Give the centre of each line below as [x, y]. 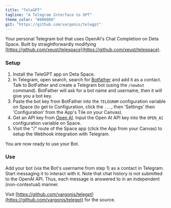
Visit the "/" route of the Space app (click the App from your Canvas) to [87, 128]
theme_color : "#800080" [31, 19]
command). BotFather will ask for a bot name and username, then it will [87, 90]
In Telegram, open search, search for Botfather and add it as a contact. [87, 79]
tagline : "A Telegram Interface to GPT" [49, 15]
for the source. [100, 199]
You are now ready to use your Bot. [42, 144]
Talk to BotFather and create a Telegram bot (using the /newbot [78, 85]
